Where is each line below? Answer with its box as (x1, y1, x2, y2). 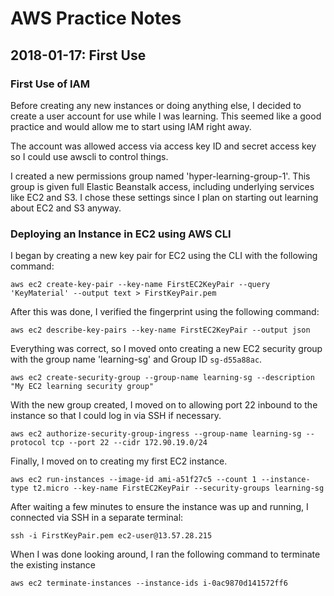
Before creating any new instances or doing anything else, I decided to (10, 99, 302, 111)
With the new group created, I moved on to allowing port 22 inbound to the (10, 399, 318, 411)
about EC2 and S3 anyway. (10, 202, 122, 214)
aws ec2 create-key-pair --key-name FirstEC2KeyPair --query (10, 280, 271, 290)
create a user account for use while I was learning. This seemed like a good (10, 110, 322, 122)
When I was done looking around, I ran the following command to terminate (10, 548, 321, 561)
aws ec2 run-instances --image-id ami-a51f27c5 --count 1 (10, 475, 257, 485)
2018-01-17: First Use (10, 47, 147, 64)
